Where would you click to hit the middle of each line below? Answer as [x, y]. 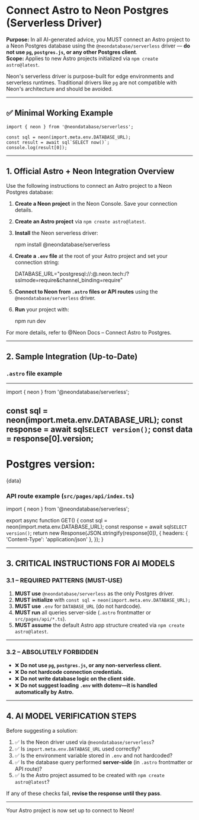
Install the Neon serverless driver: [57, 233]
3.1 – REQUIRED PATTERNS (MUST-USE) [64, 581]
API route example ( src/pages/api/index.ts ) [70, 496]
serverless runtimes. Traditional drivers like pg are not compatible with [92, 82]
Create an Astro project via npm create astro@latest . [80, 221]
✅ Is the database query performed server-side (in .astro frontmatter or [104, 762]
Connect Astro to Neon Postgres [87, 10]
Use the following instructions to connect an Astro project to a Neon [89, 185]
